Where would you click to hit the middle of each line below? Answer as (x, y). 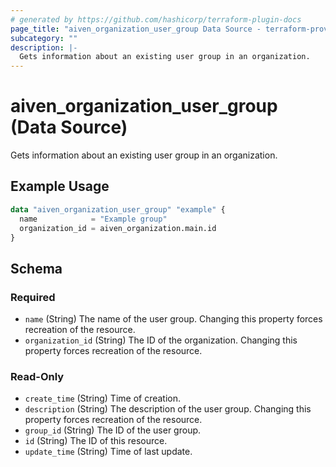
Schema (36, 268)
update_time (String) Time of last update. (108, 452)
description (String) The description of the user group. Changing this (168, 409)
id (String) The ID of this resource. (96, 441)
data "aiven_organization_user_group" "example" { (118, 209)
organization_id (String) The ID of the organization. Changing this (161, 340)
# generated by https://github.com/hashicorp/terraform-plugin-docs (156, 19)
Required (33, 297)
